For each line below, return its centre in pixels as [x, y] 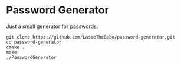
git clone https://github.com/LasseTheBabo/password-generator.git [91, 37]
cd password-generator [34, 42]
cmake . [16, 47]
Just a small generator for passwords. [52, 26]
